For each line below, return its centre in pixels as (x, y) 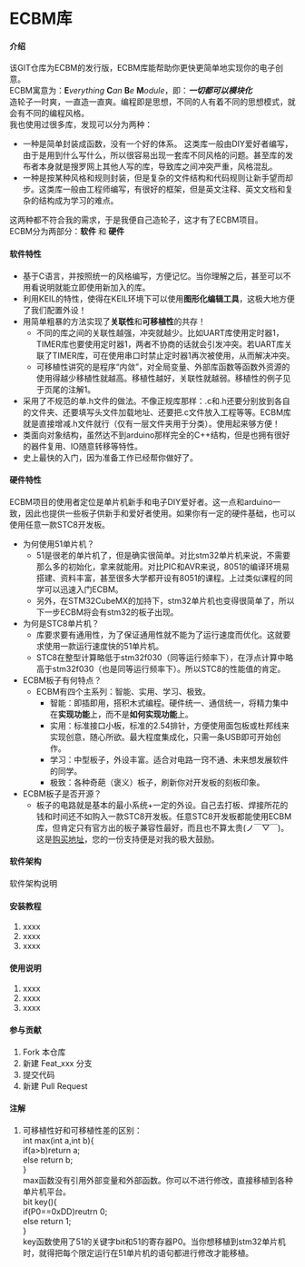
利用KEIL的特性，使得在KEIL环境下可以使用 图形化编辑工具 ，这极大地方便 (158, 298)
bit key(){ (39, 1202)
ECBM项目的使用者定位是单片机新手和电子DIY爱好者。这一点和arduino (141, 501)
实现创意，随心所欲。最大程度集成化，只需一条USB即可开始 (161, 737)
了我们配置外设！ (54, 310)
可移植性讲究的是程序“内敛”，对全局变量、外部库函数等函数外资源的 (163, 366)
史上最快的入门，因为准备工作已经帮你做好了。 (110, 457)
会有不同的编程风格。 (49, 114)
